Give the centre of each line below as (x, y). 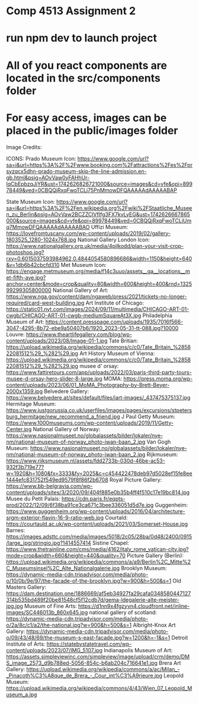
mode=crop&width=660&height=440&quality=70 (66, 555)
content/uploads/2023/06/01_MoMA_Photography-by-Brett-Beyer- (88, 385)
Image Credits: (24, 147)
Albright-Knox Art (154, 625)
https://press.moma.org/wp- (158, 378)
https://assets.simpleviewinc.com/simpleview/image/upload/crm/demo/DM (98, 656)
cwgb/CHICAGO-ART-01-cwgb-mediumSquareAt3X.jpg (74, 315)
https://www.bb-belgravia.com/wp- (49, 486)
